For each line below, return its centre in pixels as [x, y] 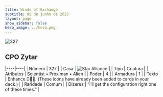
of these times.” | [22, 89]
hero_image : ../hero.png [30, 28]
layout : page [18, 19]
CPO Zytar [21, 57]
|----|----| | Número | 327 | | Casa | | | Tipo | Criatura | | [77, 68]
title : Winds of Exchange [31, 10]
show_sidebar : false [26, 23]
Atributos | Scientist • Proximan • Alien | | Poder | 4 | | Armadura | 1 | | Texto [81, 74]
